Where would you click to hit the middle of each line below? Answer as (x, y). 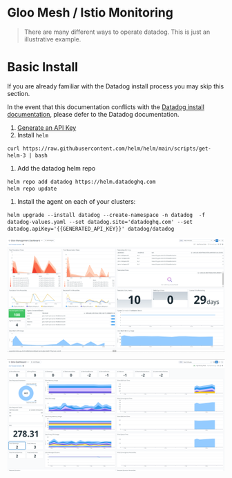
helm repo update (32, 189)
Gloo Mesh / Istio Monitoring (90, 13)
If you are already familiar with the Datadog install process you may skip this (116, 86)
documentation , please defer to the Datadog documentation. (93, 114)
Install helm (33, 135)
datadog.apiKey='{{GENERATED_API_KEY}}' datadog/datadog (91, 229)
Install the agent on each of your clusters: (76, 201)
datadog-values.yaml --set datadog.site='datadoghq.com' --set (100, 222)
